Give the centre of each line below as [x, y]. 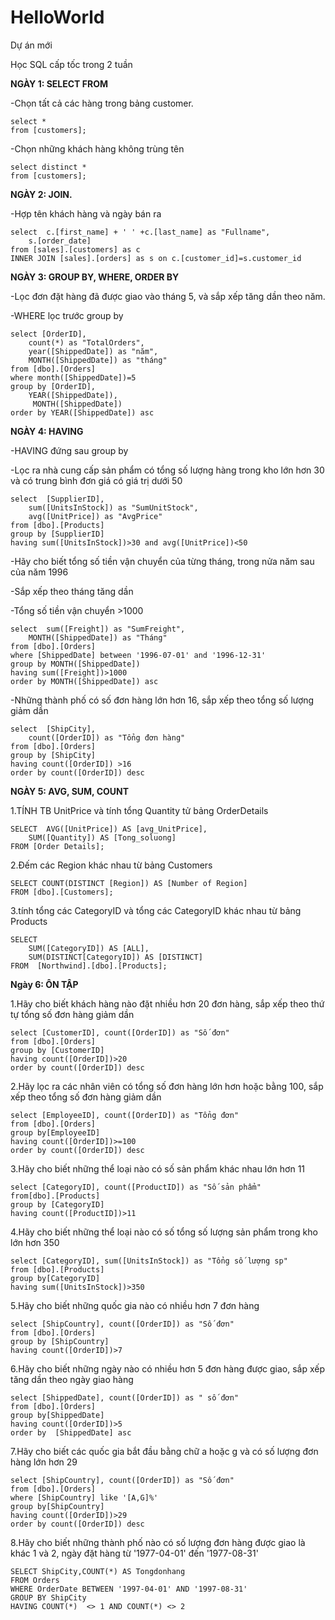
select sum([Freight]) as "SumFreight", [98, 629]
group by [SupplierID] [57, 534]
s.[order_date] [60, 241]
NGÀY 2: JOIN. [41, 194]
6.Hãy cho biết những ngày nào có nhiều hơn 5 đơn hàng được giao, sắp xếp [168, 1368]
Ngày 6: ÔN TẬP [44, 984]
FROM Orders [35, 1580]
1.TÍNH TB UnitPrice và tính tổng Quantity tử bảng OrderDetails [139, 810]
